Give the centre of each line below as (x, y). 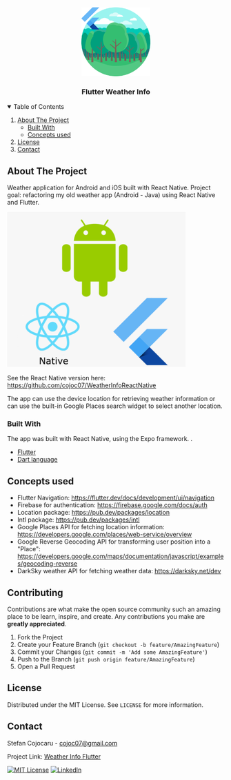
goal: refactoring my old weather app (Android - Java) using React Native (111, 195)
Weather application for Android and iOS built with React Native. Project (109, 188)
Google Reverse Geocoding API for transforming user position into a (114, 542)
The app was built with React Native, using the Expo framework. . (100, 439)
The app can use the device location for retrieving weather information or (111, 399)
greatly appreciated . (37, 624)
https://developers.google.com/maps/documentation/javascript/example (120, 556)
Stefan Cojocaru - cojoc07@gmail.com (62, 743)
